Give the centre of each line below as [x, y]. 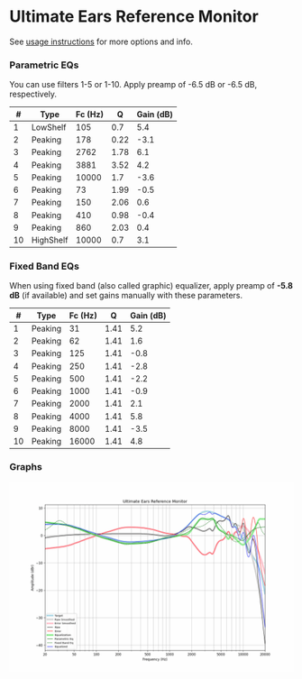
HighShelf [50, 240]
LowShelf [49, 127]
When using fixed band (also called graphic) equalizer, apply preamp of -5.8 [151, 286]
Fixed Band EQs [44, 266]
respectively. [33, 94]
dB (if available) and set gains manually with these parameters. [126, 296]
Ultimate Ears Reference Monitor [134, 17]
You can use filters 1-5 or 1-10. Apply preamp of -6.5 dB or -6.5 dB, [133, 85]
